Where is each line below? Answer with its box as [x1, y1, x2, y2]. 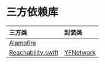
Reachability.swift [9, 48, 59, 56]
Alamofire [9, 39, 37, 47]
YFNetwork [64, 48, 96, 56]
